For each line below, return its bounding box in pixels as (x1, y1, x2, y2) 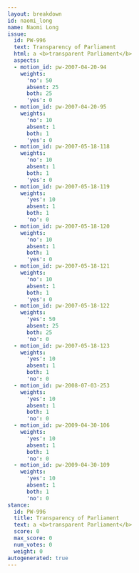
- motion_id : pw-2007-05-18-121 (14, 263, 110, 270)
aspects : (14, 57, 40, 64)
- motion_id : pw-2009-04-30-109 (14, 462, 110, 469)
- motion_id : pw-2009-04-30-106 (14, 422, 110, 429)
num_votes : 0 (14, 541, 53, 548)
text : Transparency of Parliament (14, 44, 116, 51)
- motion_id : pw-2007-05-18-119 (14, 183, 110, 190)
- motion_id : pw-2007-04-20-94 (14, 64, 107, 71)
